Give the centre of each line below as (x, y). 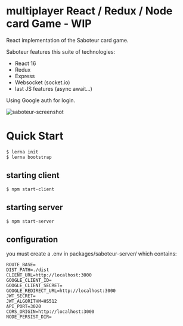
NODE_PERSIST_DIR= (29, 317)
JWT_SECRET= (21, 296)
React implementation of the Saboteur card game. (67, 40)
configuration (32, 239)
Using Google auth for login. (41, 100)
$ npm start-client (30, 189)
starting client (33, 175)
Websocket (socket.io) (42, 82)
